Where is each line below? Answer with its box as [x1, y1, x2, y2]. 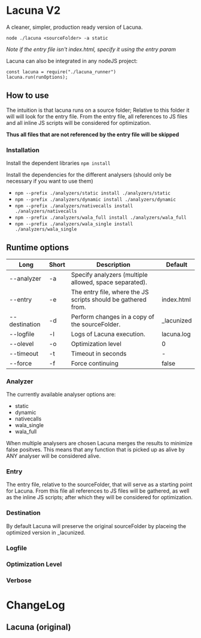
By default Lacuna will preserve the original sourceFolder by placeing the [6, 522, 187, 529]
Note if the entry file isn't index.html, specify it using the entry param [6, 46, 176, 53]
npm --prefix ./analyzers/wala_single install [14, 221, 133, 227]
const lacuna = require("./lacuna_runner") [6, 68, 117, 75]
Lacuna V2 [6, 4, 61, 17]
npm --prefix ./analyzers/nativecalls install [14, 203, 133, 209]
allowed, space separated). [71, 278, 148, 286]
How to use [6, 91, 49, 101]
